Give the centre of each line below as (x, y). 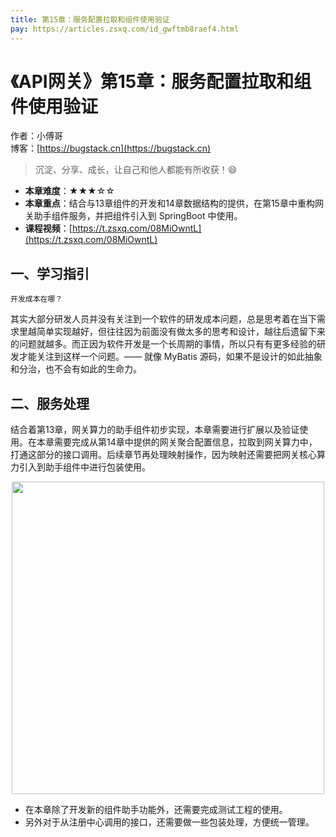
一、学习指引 (50, 273)
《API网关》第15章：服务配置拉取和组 (161, 81)
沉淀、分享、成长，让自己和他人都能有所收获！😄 (136, 170)
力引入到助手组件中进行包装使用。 (80, 467)
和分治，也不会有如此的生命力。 (76, 369)
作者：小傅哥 (36, 136)
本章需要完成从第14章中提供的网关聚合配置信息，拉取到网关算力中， (177, 442)
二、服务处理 (50, 403)
